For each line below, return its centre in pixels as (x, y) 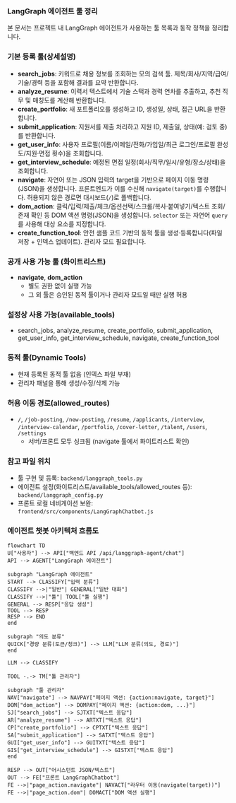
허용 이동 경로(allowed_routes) (59, 403)
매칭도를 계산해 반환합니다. (69, 100)
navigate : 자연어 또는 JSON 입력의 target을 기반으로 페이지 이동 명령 (113, 180)
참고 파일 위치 (29, 461)
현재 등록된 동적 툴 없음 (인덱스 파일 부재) (74, 374)
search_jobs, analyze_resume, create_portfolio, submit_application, (115, 331)
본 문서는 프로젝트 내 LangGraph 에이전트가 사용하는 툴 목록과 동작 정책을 (109, 28)
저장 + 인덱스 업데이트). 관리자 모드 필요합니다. (82, 241)
